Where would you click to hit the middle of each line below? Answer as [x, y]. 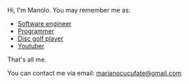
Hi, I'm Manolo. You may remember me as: [69, 10]
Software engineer [44, 23]
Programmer [36, 31]
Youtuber [31, 46]
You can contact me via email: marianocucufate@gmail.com [94, 73]
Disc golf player [40, 38]
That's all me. [27, 59]
